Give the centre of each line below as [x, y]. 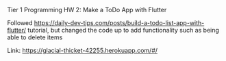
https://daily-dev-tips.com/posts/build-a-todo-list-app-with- [119, 23]
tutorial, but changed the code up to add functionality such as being [123, 30]
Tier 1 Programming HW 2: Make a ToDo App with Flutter [87, 10]
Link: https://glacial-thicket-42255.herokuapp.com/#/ [83, 50]
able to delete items [35, 37]
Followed [20, 23]
